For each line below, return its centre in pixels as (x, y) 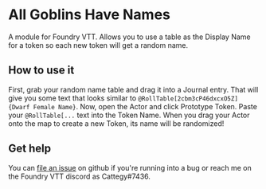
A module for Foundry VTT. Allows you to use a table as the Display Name (129, 37)
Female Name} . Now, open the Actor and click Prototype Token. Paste (145, 106)
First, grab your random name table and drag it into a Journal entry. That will (133, 89)
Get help (30, 149)
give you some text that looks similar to (72, 98)
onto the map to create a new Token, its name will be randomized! (116, 123)
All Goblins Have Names (90, 15)
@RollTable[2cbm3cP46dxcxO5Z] (188, 98)
